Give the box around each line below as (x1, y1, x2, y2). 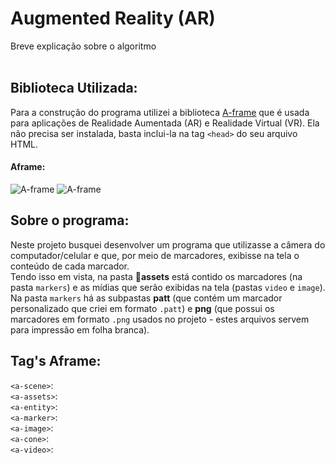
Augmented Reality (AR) (10, 7, 216, 30)
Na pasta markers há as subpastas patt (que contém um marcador (10, 292, 283, 304)
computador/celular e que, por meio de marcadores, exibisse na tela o (10, 249, 300, 261)
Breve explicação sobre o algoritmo (10, 40, 157, 52)
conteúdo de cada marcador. (10, 260, 130, 272)
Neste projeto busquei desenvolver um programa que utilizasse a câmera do (10, 238, 326, 251)
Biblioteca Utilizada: (10, 80, 138, 97)
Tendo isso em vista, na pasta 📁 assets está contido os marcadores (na (10, 270, 303, 282)
